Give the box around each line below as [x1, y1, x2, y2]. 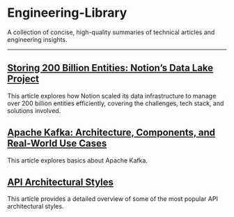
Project [7, 73, 40, 85]
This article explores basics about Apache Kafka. [7, 156, 148, 165]
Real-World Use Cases [7, 137, 107, 149]
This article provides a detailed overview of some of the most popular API [7, 195, 218, 203]
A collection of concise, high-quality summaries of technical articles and [7, 28, 215, 36]
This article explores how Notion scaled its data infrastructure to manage [7, 91, 217, 100]
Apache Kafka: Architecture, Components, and [7, 127, 216, 139]
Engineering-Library [7, 5, 127, 21]
